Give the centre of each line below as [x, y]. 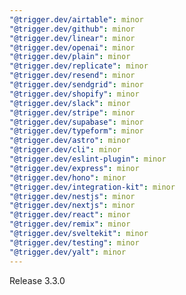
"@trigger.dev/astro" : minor [70, 141]
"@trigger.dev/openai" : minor [72, 47]
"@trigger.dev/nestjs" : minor [72, 196]
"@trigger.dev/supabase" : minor [76, 122]
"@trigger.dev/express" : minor [74, 168]
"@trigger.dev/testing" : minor [74, 242]
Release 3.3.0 [37, 280]
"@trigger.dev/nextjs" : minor [72, 206]
